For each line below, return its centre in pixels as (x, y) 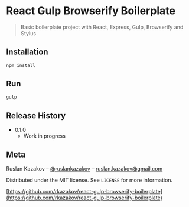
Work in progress (45, 136)
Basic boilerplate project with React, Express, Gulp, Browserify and (102, 27)
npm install (21, 65)
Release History (36, 116)
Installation (27, 52)
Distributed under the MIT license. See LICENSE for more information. (89, 180)
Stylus (28, 33)
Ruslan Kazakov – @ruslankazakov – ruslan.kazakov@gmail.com (84, 168)
